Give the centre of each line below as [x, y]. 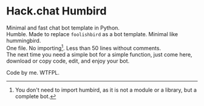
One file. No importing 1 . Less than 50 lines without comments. [84, 48]
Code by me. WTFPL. [33, 72]
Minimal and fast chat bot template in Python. [63, 28]
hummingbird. [24, 40]
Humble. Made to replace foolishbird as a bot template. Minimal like [92, 34]
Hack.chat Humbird [56, 11]
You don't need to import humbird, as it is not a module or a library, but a [106, 90]
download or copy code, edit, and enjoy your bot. [68, 61]
